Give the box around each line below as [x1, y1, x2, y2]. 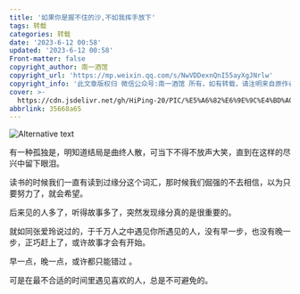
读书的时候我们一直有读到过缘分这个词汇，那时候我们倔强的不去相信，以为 [9, 177, 283, 188]
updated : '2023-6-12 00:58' [9, 46, 114, 55]
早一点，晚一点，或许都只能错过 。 [9, 256, 137, 267]
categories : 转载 [9, 29, 71, 38]
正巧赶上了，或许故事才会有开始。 [24, 237, 150, 248]
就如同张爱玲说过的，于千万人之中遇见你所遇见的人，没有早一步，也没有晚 [9, 226, 283, 237]
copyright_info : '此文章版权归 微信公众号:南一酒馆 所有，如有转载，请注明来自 [9, 79, 276, 88]
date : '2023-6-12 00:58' [9, 37, 102, 47]
